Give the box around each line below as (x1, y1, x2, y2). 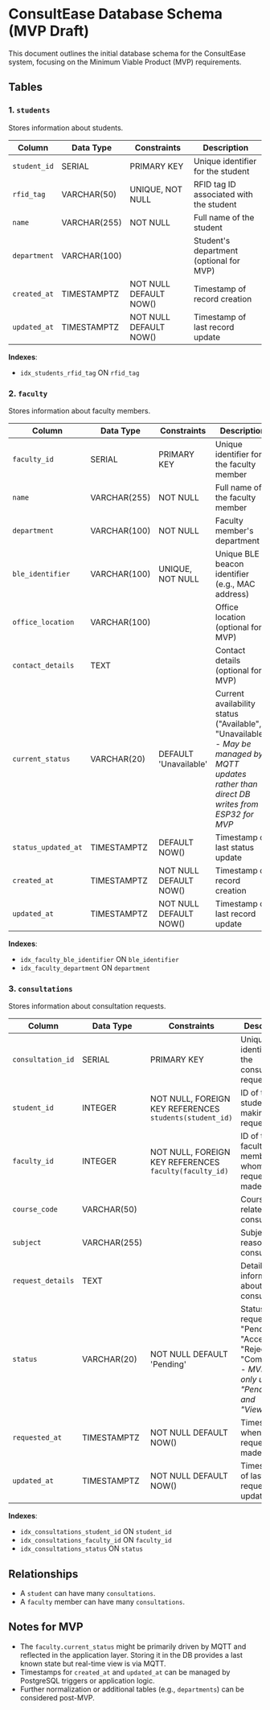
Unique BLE (215, 548, 260, 559)
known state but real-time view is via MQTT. (19, 1659, 166, 1668)
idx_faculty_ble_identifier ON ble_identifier (19, 954, 179, 964)
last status (215, 841, 255, 853)
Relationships (8, 1567, 79, 1581)
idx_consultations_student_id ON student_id (19, 1527, 172, 1536)
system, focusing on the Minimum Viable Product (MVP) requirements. (8, 57, 242, 67)
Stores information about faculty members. (8, 405, 151, 415)
